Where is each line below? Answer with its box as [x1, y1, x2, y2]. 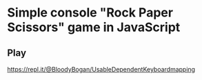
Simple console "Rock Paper [7, 5, 174, 21]
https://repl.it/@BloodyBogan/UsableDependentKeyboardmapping [7, 66, 195, 73]
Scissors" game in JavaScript [7, 19, 181, 35]
